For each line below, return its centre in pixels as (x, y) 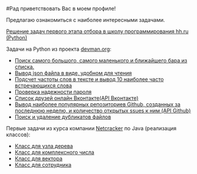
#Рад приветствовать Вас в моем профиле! (61, 9)
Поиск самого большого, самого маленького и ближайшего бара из (101, 60)
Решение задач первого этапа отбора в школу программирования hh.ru (97, 31)
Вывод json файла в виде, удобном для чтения (73, 73)
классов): (18, 134)
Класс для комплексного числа (54, 152)
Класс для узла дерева (44, 146)
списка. (24, 67)
